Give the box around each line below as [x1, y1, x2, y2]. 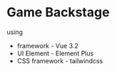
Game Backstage [6, 4, 110, 21]
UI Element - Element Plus [16, 49, 94, 58]
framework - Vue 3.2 [16, 41, 79, 50]
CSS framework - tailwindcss [16, 56, 103, 65]
